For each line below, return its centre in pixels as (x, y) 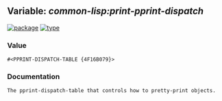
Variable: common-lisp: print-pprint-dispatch (106, 11)
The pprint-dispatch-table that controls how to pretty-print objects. (111, 91)
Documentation (34, 76)
